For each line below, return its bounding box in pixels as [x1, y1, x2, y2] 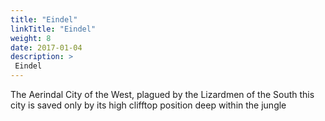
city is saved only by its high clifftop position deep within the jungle [10, 99, 287, 111]
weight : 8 [10, 33, 52, 43]
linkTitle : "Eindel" [10, 24, 97, 34]
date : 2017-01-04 [10, 42, 83, 53]
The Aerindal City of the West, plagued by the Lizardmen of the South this [10, 89, 315, 100]
